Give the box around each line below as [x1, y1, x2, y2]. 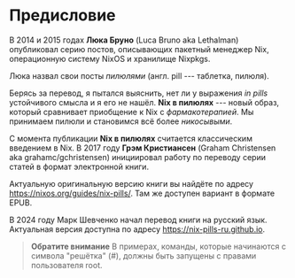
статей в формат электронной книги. [9, 161, 149, 172]
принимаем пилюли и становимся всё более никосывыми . [9, 116, 233, 127]
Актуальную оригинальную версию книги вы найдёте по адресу [9, 178, 254, 189]
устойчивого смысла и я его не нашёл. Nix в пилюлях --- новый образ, [9, 97, 280, 107]
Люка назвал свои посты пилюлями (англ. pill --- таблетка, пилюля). [9, 70, 270, 81]
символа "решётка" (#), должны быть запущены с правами [30, 250, 257, 261]
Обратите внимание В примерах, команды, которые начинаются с [30, 241, 286, 251]
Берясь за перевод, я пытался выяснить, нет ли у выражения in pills [9, 88, 268, 98]
